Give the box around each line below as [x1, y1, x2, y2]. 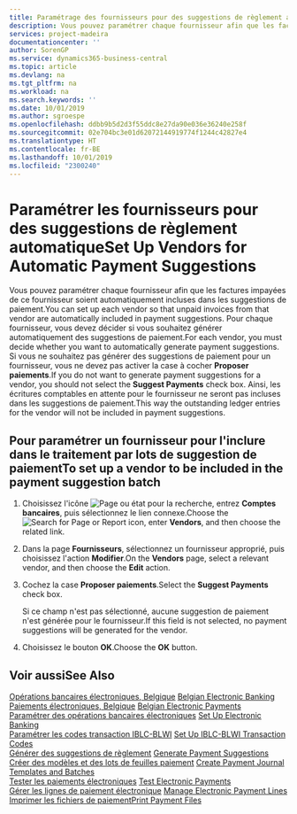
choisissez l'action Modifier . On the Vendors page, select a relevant [21, 553, 270, 563]
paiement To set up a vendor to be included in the [9, 461, 284, 476]
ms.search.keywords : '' [9, 95, 97, 105]
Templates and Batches [9, 766, 95, 777]
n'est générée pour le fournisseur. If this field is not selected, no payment [21, 616, 287, 626]
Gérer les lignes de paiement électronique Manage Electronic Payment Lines [9, 785, 288, 795]
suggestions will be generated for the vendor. [21, 625, 188, 636]
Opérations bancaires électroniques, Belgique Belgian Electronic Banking [9, 691, 276, 702]
